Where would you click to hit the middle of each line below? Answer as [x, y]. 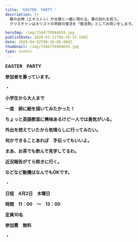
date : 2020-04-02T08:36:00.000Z [39, 42]
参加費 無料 [18, 225]
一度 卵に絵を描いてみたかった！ [40, 108]
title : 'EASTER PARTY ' [31, 10]
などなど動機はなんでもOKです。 [39, 172]
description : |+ [22, 14]
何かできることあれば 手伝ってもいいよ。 [49, 140]
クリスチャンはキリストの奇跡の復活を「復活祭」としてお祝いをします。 [72, 24]
